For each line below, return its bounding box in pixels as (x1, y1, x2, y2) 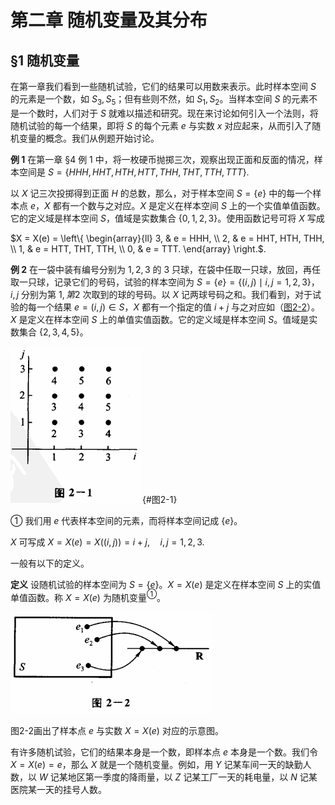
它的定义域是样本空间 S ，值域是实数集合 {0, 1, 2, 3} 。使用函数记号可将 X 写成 (10, 212, 325, 224)
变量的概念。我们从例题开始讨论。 (18, 132, 160, 144)
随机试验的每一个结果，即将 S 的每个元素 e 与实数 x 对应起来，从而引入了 (10, 119, 313, 131)
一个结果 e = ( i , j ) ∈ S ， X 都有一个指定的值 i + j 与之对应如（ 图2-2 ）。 (36, 301, 320, 313)
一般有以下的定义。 (10, 557, 90, 569)
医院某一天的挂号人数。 (10, 784, 107, 796)
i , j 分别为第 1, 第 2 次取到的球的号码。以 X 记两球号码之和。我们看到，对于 (10, 288, 313, 300)
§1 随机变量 (10, 52, 80, 69)
